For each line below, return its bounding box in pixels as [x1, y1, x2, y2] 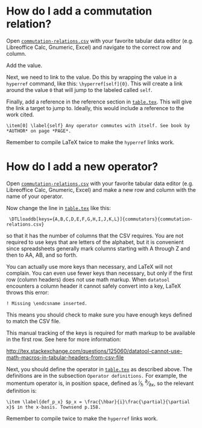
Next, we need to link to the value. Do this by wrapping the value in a [6, 73, 177, 81]
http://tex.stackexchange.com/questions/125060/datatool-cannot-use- [6, 347, 183, 355]
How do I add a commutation [6, 4, 153, 18]
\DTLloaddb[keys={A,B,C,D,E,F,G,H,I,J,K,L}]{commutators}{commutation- [8, 216, 193, 222]
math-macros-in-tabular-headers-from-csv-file [6, 354, 124, 361]
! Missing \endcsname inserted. [6, 300, 87, 306]
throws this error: [6, 289, 49, 296]
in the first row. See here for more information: [6, 335, 121, 343]
